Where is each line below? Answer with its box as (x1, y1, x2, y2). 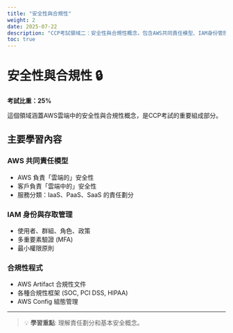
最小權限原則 (17, 244, 54, 253)
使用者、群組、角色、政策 (17, 227, 91, 235)
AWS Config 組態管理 (17, 298, 78, 306)
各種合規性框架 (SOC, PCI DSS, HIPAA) (17, 289, 128, 297)
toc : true (7, 36, 36, 43)
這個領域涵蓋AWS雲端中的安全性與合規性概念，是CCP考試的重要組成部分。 (7, 112, 223, 120)
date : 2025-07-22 (7, 23, 58, 30)
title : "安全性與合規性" (7, 10, 71, 17)
